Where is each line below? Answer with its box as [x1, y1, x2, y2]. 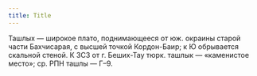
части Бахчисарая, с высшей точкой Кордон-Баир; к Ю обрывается [8, 41, 239, 51]
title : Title [8, 11, 52, 20]
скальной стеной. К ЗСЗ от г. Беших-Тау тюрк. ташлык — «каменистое [8, 50, 249, 59]
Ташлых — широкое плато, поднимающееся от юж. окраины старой [8, 33, 241, 43]
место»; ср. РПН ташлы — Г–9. [8, 59, 113, 68]
